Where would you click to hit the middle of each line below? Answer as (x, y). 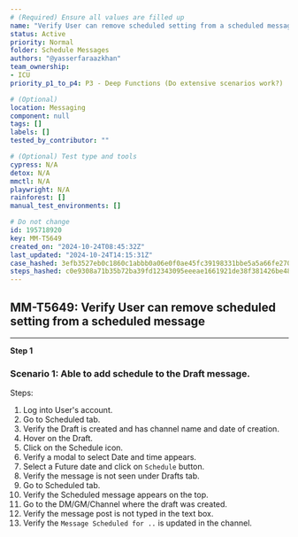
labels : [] (30, 132)
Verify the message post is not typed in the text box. (118, 514)
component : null (40, 116)
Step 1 (22, 350)
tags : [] (26, 124)
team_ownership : (40, 67)
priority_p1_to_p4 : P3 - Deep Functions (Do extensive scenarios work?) (147, 83)
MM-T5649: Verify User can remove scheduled (143, 307)
